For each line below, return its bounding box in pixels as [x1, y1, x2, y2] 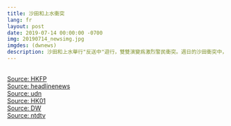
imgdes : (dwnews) [7, 42, 57, 49]
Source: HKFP [7, 74, 47, 83]
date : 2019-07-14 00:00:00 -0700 [7, 29, 103, 36]
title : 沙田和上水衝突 [7, 10, 65, 17]
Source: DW [7, 104, 41, 112]
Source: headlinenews [7, 82, 71, 90]
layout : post [7, 23, 45, 30]
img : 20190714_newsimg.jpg [7, 36, 85, 43]
